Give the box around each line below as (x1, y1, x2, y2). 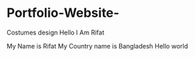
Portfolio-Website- (6, 5, 120, 21)
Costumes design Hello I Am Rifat (6, 28, 104, 37)
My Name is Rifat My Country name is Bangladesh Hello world (6, 42, 189, 50)
